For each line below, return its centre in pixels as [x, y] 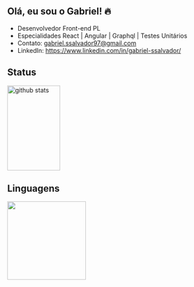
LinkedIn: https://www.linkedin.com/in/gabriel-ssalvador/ [99, 50]
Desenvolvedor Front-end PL [59, 28]
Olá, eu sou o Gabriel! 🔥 [59, 11]
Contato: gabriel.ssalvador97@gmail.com [77, 43]
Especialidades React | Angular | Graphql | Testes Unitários [102, 36]
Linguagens [33, 188]
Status [22, 72]
